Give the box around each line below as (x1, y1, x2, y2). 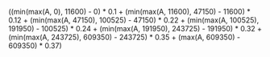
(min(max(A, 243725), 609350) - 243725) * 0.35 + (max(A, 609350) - (8, 32, 240, 42)
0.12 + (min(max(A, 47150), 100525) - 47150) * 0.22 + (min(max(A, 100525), (8, 15, 260, 25)
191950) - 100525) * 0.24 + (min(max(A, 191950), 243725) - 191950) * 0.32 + (8, 24, 263, 33)
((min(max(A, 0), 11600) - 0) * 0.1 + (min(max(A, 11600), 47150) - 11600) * (8, 7, 251, 16)
